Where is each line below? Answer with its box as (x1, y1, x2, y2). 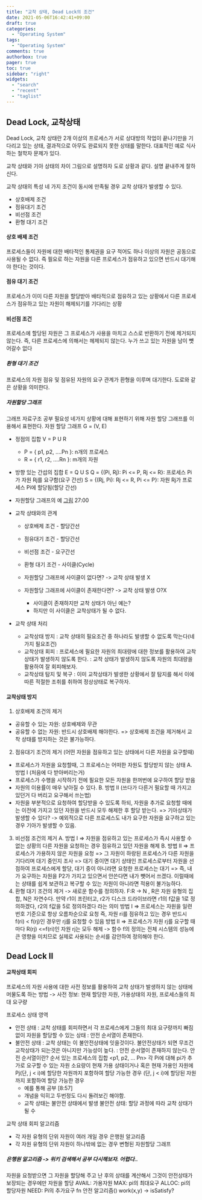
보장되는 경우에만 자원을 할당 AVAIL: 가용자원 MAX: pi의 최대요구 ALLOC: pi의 (6, 1179, 191, 1186)
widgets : (6, 76, 28, 82)
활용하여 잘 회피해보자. (24, 663, 78, 670)
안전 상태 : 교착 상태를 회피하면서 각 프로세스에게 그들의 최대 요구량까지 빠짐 (14, 1023, 194, 1031)
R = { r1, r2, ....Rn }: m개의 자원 (24, 456, 98, 463)
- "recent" (11, 88, 39, 94)
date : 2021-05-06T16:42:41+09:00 (6, 15, 90, 21)
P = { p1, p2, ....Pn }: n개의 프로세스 (24, 448, 109, 455)
